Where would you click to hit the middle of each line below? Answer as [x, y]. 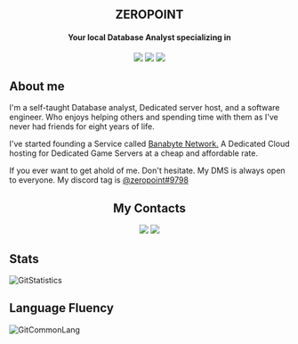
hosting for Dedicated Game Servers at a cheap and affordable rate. [133, 153]
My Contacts [149, 208]
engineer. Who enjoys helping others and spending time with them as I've [144, 117]
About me [37, 86]
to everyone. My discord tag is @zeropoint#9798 [99, 180]
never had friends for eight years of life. [82, 127]
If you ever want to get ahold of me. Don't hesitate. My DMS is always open [148, 171]
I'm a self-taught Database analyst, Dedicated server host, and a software [145, 108]
